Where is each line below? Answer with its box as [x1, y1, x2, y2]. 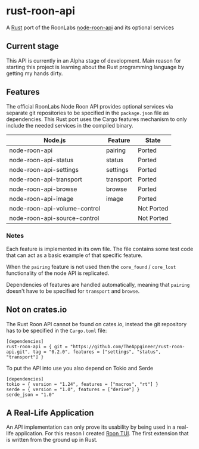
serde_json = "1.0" [6, 392, 55, 398]
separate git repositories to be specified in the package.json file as [6, 109, 169, 116]
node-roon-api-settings [9, 165, 79, 174]
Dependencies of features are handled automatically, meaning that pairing [6, 281, 190, 288]
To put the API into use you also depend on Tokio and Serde [6, 364, 154, 371]
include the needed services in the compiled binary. [6, 122, 133, 129]
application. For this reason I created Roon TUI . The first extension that [14, 430, 189, 437]
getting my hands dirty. [6, 70, 63, 77]
